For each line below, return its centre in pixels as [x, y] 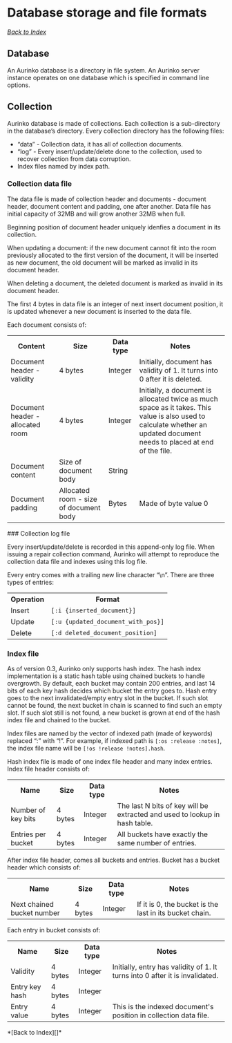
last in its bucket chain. [174, 913]
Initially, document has [176, 361]
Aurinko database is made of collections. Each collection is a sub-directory [114, 123]
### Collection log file [39, 533]
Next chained [32, 905]
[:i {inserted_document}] [93, 610]
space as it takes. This [175, 407]
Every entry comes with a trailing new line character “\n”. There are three [111, 574]
